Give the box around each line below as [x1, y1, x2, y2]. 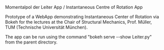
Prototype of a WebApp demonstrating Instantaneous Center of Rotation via [5, 14, 160, 19]
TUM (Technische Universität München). [5, 24, 88, 30]
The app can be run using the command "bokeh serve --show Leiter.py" [5, 34, 152, 40]
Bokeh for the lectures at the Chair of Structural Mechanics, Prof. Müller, [5, 19, 152, 25]
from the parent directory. [5, 39, 58, 45]
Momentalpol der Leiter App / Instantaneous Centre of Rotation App [5, 4, 143, 10]
